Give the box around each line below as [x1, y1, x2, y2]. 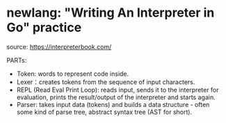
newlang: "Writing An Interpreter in [6, 5, 215, 21]
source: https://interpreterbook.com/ [6, 42, 112, 51]
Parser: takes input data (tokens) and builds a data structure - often [16, 100, 210, 108]
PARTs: [6, 56, 27, 64]
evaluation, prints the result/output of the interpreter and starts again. [16, 92, 216, 101]
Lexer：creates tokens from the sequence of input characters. [16, 78, 195, 86]
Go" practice [6, 19, 82, 35]
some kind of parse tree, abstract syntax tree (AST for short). [16, 108, 193, 116]
